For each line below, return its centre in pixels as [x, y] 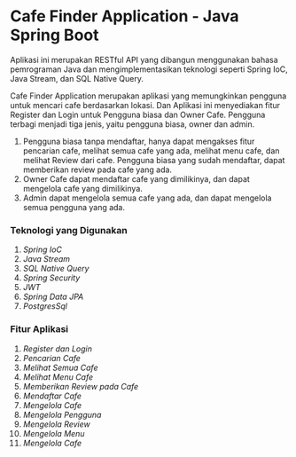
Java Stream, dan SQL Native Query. [77, 78]
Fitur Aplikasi [39, 329]
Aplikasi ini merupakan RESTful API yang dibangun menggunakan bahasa [144, 59]
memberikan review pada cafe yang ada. [97, 169]
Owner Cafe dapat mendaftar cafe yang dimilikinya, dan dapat [136, 178]
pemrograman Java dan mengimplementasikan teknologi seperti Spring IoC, [149, 69]
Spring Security [51, 278]
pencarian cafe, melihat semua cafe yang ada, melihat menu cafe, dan [151, 150]
